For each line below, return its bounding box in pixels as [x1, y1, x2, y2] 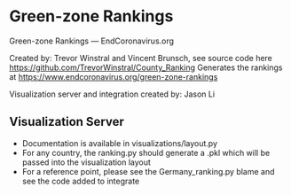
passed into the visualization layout [21, 157, 151, 168]
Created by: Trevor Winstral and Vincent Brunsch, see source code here [9, 52, 273, 63]
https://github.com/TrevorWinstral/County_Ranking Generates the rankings [9, 62, 283, 73]
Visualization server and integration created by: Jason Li [9, 89, 216, 99]
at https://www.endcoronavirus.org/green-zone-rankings [9, 71, 218, 82]
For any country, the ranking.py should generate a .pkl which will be [21, 147, 271, 158]
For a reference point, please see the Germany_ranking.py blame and [21, 166, 275, 176]
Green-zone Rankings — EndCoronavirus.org [9, 35, 175, 46]
